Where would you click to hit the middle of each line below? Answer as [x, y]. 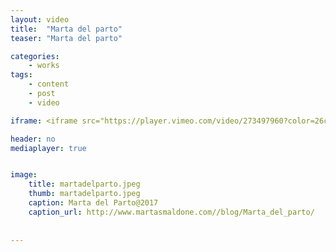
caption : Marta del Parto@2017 [93, 203]
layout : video [40, 19]
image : [24, 175]
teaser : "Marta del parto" [66, 38]
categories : [35, 56]
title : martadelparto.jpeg [84, 184]
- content [49, 84]
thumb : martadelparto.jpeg [84, 194]
